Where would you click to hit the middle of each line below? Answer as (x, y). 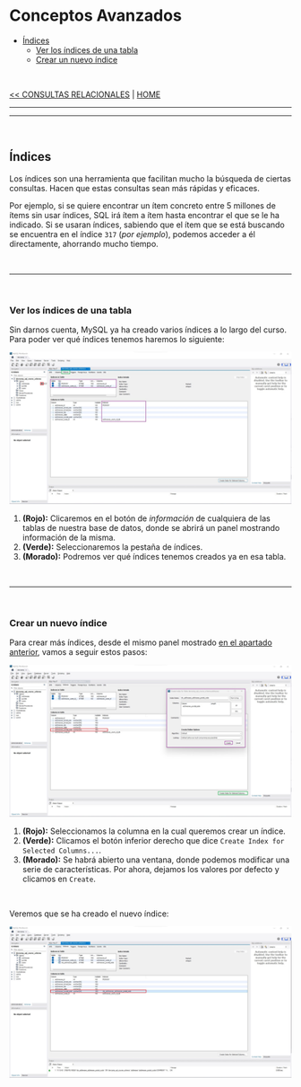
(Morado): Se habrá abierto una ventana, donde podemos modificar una (156, 860)
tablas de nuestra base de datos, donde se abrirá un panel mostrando (151, 527)
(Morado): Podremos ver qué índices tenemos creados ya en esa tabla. (154, 556)
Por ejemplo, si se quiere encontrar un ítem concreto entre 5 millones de (142, 205)
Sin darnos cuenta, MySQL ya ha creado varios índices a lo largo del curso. (148, 330)
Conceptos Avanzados (95, 16)
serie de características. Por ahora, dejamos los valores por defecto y (150, 869)
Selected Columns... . (61, 850)
